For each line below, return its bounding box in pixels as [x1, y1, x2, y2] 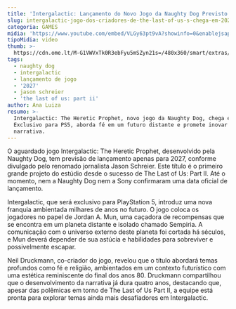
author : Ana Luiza [7, 102, 61, 109]
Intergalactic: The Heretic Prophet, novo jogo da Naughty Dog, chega [13, 114, 225, 121]
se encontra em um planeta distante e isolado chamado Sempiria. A [7, 221, 203, 229]
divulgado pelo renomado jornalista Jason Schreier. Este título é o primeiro [7, 162, 223, 171]
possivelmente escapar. [7, 243, 77, 251]
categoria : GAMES [7, 23, 58, 30]
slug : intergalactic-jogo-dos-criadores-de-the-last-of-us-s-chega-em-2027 [7, 17, 234, 24]
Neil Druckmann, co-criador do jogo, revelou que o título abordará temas [7, 256, 218, 265]
